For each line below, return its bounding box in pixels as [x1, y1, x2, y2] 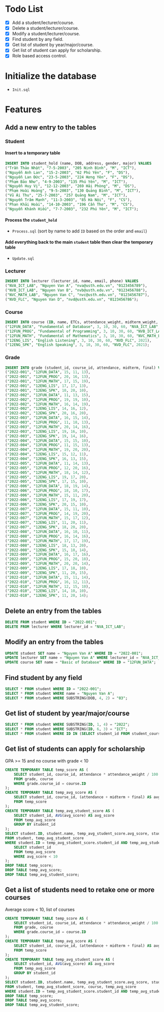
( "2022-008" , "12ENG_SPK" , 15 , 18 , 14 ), [5, 548, 89, 553]
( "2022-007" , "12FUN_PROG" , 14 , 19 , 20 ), [5, 511, 91, 516]
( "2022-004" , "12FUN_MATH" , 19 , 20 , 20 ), [5, 447, 91, 452]
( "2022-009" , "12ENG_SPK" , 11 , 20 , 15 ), [5, 570, 89, 575]
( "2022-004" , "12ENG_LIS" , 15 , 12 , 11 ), [5, 452, 89, 457]
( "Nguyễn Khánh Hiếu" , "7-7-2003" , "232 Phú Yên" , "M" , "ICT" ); [5, 206, 139, 211]
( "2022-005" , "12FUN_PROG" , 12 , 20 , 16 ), [5, 465, 91, 470]
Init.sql [12, 87, 30, 93]
